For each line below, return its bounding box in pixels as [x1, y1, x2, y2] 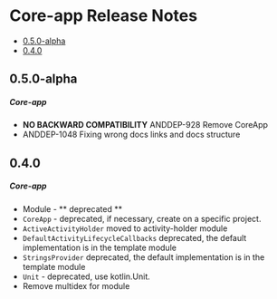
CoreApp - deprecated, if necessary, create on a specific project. [22, 213, 262, 224]
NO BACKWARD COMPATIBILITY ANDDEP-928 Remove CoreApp [22, 120, 269, 130]
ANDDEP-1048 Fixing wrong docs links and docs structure [22, 129, 241, 140]
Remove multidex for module [22, 280, 130, 291]
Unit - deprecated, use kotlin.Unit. [22, 271, 151, 282]
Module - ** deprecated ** [22, 203, 123, 214]
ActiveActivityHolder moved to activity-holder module [22, 223, 228, 234]
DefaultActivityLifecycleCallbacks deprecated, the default [22, 232, 247, 243]
